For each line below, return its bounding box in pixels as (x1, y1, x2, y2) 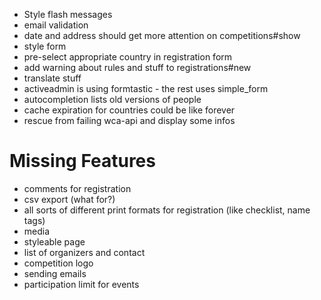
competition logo (23, 257, 94, 269)
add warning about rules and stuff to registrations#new (23, 62, 252, 73)
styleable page (23, 235, 86, 248)
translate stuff (23, 72, 82, 84)
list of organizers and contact (23, 246, 146, 258)
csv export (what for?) (23, 193, 116, 205)
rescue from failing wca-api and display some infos (23, 115, 236, 126)
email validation (23, 19, 89, 31)
